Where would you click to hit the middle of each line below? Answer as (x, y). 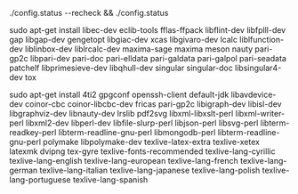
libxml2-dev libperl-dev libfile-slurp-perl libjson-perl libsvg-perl (142, 123)
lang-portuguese (40, 180)
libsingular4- (258, 68)
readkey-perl (33, 132)
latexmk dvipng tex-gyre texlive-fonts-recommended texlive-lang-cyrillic (142, 151)
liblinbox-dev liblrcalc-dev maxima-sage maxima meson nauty (139, 49)
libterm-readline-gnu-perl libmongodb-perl (137, 132)
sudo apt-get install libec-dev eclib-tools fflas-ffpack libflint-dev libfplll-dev (148, 30)
